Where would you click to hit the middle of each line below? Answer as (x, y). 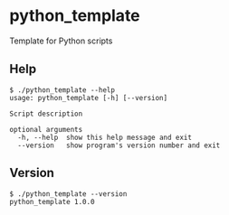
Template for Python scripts (61, 41)
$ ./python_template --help (62, 90)
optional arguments (46, 129)
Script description (46, 114)
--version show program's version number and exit (119, 145)
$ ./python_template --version (68, 194)
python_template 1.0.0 (52, 201)
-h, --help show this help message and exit (105, 137)
